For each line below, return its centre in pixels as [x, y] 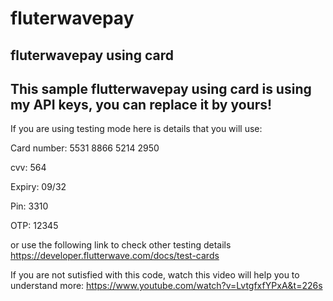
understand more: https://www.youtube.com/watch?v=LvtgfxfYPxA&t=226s [166, 286]
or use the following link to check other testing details [121, 245]
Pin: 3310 [29, 206]
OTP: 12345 [34, 226]
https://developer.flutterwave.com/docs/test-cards [115, 256]
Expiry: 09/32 [38, 187]
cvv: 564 [28, 168]
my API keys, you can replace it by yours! [141, 104]
